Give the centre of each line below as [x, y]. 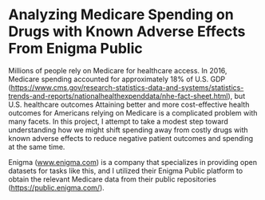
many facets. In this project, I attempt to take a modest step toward [119, 121]
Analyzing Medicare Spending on [121, 15]
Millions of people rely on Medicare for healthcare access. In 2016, [118, 70]
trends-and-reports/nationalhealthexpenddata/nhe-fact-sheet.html [118, 96]
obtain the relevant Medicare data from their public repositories [113, 179]
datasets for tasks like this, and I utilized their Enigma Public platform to [126, 171]
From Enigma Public [75, 49]
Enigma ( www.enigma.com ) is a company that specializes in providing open [133, 162]
